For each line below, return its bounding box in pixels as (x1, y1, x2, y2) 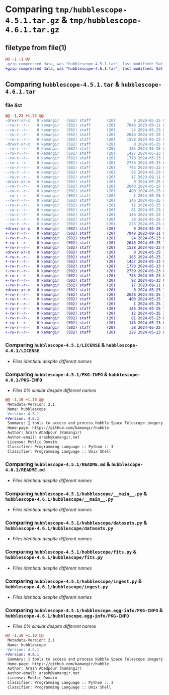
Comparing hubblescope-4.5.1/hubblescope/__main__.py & (5, 490, 147, 497)
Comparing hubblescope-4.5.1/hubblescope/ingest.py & (5, 578, 142, 585)
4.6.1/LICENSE (5, 348, 40, 354)
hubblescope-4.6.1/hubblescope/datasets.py (5, 526, 114, 532)
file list (5, 102, 23, 109)
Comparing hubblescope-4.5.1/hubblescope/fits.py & (5, 548, 137, 555)
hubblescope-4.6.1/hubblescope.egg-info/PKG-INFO (5, 613, 129, 619)
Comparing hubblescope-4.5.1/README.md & (5, 461, 111, 468)
